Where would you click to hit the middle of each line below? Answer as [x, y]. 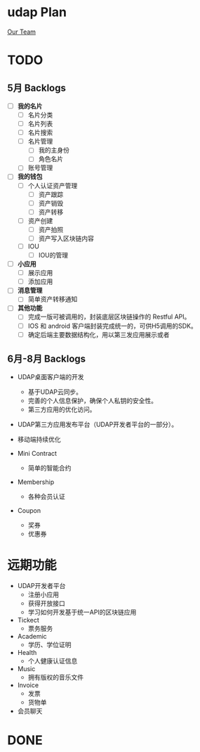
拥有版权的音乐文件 [56, 677]
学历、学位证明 [49, 645]
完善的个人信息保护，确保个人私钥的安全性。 [93, 401]
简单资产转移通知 [53, 299]
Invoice [28, 685]
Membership [36, 482]
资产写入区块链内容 [66, 238]
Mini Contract [37, 454]
